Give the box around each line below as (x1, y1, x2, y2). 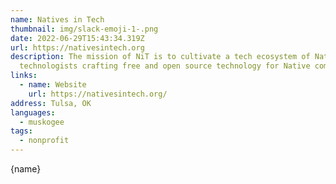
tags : (10, 126, 33, 136)
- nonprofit (19, 136, 70, 146)
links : (10, 71, 38, 81)
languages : (10, 107, 56, 118)
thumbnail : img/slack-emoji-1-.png (10, 24, 159, 34)
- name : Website (19, 80, 87, 90)
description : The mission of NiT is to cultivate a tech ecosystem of (10, 52, 311, 62)
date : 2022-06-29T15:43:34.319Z (10, 33, 145, 43)
